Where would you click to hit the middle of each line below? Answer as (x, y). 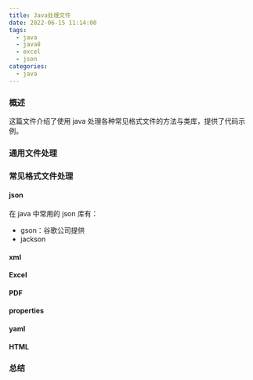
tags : (18, 30)
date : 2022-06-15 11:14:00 (53, 23)
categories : (28, 67)
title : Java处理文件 (40, 15)
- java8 (29, 45)
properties (27, 311)
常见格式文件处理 (41, 176)
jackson (33, 239)
